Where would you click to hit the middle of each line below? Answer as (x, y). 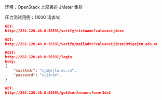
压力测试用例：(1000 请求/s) (33, 17)
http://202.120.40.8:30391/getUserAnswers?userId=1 (58, 93)
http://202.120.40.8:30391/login (39, 57)
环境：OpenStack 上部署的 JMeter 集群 (44, 7)
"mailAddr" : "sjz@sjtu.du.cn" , (45, 71)
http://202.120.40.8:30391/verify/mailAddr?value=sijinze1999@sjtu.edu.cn (82, 44)
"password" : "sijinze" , (38, 75)
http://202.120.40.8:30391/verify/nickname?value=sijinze (64, 31)
